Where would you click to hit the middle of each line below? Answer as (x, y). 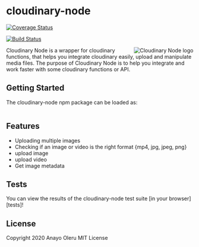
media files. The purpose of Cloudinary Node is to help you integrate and (95, 63)
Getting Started (35, 88)
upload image (31, 153)
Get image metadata (40, 166)
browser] (180, 199)
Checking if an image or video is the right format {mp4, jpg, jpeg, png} (101, 147)
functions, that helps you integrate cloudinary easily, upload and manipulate (99, 56)
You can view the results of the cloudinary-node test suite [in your (87, 199)
